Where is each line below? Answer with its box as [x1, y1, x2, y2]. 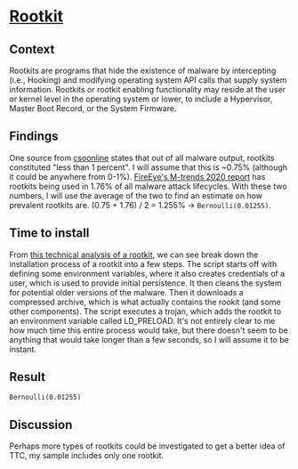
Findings [9, 129, 60, 144]
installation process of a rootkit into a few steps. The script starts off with [9, 258, 278, 269]
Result [9, 369, 46, 384]
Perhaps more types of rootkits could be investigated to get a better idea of [9, 441, 286, 451]
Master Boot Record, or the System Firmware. [9, 103, 177, 113]
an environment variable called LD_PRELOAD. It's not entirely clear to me [9, 315, 276, 326]
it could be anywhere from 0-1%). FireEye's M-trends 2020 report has [9, 171, 266, 182]
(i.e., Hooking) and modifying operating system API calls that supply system [9, 75, 287, 85]
